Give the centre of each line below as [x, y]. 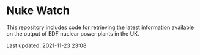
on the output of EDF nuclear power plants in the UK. [73, 33]
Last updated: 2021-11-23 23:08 [46, 45]
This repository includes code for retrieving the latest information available [100, 27]
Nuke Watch [38, 11]
